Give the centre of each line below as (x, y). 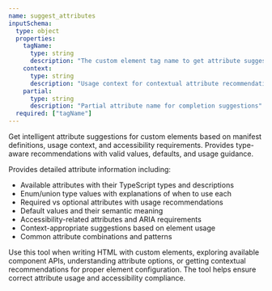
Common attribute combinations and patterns (96, 236)
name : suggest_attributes (52, 16)
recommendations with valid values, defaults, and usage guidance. (142, 154)
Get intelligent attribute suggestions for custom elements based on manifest (135, 137)
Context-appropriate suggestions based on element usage (118, 228)
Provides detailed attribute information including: (90, 169)
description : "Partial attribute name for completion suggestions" (146, 106)
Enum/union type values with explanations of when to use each (126, 194)
